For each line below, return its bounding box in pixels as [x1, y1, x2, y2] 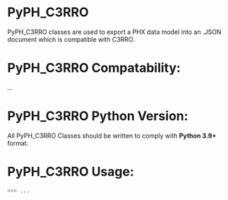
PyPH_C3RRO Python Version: [7, 108, 188, 124]
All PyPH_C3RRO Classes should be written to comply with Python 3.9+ [7, 131, 217, 140]
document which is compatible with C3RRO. [7, 35, 136, 43]
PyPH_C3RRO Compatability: [7, 60, 181, 76]
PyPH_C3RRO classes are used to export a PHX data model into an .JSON [7, 28, 222, 36]
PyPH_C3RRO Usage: [7, 164, 134, 180]
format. [7, 139, 29, 147]
